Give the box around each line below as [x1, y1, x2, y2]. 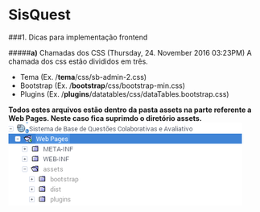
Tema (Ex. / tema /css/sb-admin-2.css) [19, 72, 147, 81]
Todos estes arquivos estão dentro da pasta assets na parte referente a [8, 105, 252, 114]
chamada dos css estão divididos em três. [8, 56, 149, 66]
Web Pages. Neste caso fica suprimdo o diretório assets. [8, 113, 203, 123]
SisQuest [8, 6, 71, 24]
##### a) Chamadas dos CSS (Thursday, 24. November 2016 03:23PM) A [8, 48, 252, 57]
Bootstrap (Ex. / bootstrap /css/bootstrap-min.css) [19, 81, 186, 90]
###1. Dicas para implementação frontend [8, 32, 148, 42]
